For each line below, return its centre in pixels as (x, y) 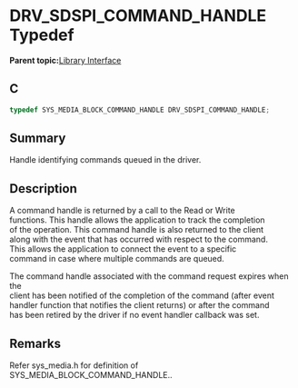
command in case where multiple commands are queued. (117, 259)
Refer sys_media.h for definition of (74, 365)
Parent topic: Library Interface (65, 60)
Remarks (35, 343)
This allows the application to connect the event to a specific (123, 249)
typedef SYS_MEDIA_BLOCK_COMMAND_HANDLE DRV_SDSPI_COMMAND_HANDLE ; (140, 110)
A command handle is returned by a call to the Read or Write (122, 211)
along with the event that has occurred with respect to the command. (139, 239)
